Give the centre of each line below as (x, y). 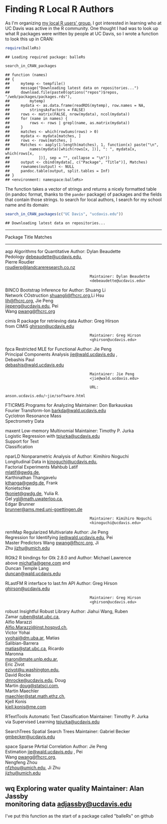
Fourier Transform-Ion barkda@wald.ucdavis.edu (56, 410)
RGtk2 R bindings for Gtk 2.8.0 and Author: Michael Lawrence (68, 557)
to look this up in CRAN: (30, 39)
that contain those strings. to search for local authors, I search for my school (83, 199)
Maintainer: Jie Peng (112, 374)
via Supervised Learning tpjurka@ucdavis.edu (52, 722)
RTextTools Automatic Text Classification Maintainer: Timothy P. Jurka (77, 716)
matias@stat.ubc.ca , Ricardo (35, 648)
